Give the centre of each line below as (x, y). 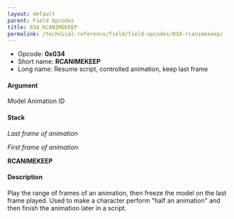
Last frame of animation (43, 133)
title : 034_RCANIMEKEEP (43, 27)
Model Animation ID (36, 101)
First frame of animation (43, 147)
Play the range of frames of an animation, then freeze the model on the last (117, 193)
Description (25, 177)
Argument (23, 85)
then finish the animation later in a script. (67, 208)
